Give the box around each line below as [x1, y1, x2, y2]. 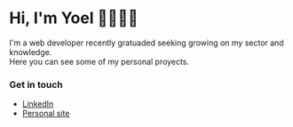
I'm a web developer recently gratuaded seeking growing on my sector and [9, 37, 284, 48]
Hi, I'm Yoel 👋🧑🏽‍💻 [9, 8, 139, 28]
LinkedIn [21, 99, 54, 109]
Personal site [21, 108, 70, 119]
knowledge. [9, 46, 52, 57]
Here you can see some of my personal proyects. [9, 56, 189, 67]
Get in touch [9, 78, 64, 91]
